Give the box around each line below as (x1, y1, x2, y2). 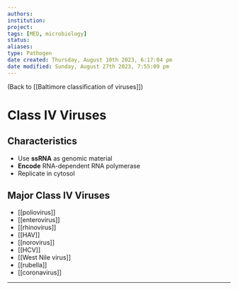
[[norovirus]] (17, 238, 55, 247)
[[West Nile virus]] (17, 253, 72, 262)
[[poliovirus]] (17, 208, 56, 216)
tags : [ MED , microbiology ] (7, 30, 87, 37)
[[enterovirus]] (17, 216, 60, 224)
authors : (7, 10, 33, 18)
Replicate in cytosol (17, 169, 76, 178)
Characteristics (7, 135, 78, 147)
